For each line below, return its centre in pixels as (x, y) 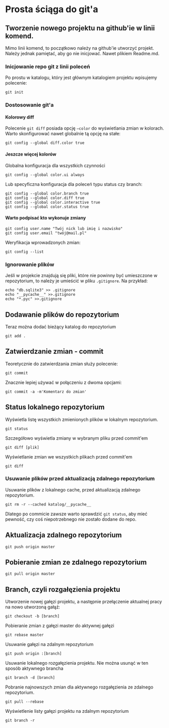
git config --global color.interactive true (53, 202)
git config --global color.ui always (45, 175)
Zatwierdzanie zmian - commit (54, 351)
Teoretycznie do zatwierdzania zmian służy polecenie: (62, 364)
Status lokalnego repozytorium (55, 407)
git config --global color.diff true (45, 198)
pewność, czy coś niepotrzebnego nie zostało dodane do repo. (71, 519)
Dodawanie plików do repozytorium (62, 314)
